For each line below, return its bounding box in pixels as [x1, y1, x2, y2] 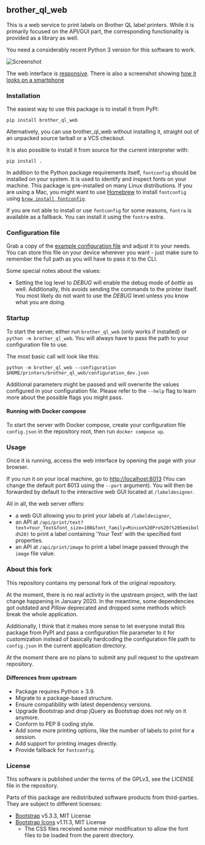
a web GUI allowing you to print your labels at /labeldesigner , [15, 512, 171, 519]
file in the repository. [6, 782, 59, 789]
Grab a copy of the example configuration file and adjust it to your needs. [6, 242, 191, 250]
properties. [15, 537, 43, 544]
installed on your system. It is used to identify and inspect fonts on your [6, 176, 187, 183]
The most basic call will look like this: [6, 352, 100, 360]
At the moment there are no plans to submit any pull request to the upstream [6, 653, 199, 661]
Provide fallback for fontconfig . [15, 746, 95, 753]
